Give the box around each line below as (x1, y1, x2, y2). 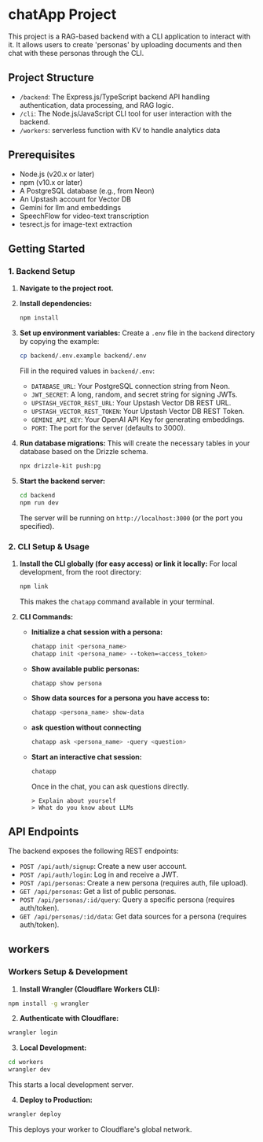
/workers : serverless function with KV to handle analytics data (19, 125, 221, 135)
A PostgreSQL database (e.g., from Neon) (19, 186, 155, 195)
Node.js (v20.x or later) (19, 169, 95, 179)
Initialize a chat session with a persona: (31, 627, 163, 637)
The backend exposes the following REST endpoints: (8, 846, 179, 856)
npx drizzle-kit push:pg (19, 462, 101, 470)
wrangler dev (8, 1066, 51, 1074)
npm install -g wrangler (8, 1000, 89, 1007)
